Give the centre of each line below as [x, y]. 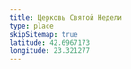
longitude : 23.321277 [50, 51]
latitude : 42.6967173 [50, 43]
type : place [31, 26]
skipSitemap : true [44, 34]
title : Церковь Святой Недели [66, 17]
